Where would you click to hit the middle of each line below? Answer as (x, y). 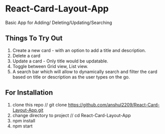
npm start (22, 126)
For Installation (29, 93)
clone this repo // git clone (40, 104)
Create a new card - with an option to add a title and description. (79, 50)
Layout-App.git (28, 110)
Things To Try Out (34, 38)
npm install (24, 120)
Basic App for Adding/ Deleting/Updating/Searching (59, 22)
